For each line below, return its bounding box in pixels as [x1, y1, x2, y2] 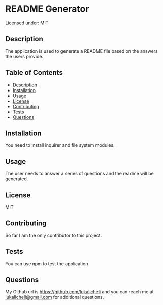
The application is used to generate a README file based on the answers [5, 48, 158, 54]
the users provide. [5, 53, 44, 59]
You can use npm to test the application [5, 260, 88, 267]
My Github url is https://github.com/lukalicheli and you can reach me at [5, 289, 154, 295]
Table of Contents [5, 68, 63, 77]
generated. [5, 176, 28, 182]
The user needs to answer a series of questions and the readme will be [5, 171, 154, 177]
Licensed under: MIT [5, 20, 49, 26]
